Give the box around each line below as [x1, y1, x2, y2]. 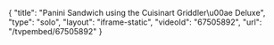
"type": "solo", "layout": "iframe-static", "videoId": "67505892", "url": [8, 17, 262, 27]
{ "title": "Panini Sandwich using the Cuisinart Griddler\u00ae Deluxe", [8, 8, 266, 18]
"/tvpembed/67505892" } [8, 26, 103, 36]
